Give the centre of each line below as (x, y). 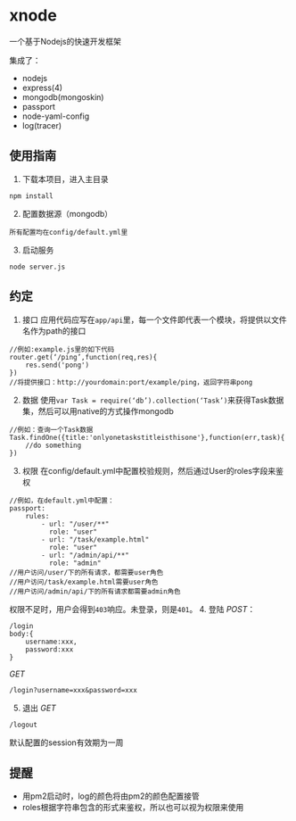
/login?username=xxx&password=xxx (74, 690)
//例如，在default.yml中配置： (62, 501)
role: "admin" (75, 563)
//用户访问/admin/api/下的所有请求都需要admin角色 (95, 591)
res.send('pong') (58, 365)
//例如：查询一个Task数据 (51, 429)
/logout (24, 725)
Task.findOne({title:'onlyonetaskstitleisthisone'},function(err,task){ (147, 437)
